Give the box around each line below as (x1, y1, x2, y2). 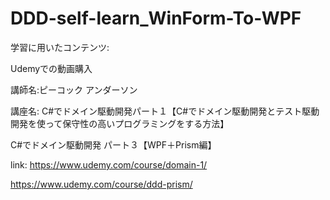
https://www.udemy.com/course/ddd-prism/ (10, 178, 193, 190)
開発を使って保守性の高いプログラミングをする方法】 (10, 117, 230, 129)
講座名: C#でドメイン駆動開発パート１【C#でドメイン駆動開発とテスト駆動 (10, 105, 320, 117)
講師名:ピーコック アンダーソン (10, 83, 138, 96)
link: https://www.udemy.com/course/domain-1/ (10, 158, 208, 171)
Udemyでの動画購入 (10, 62, 93, 74)
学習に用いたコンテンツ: (10, 41, 110, 53)
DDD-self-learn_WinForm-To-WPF (10, 7, 302, 30)
